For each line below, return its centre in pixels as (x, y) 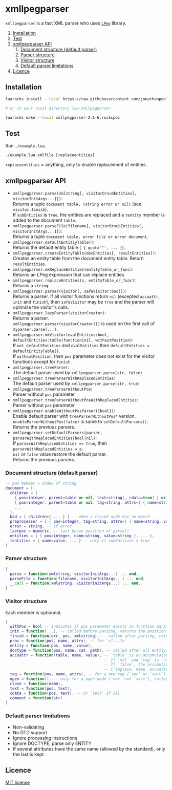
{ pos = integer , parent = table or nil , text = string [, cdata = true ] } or (90, 498)
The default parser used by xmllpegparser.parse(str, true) (76, 383)
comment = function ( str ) (36, 698)
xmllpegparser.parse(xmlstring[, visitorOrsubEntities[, (75, 194)
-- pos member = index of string (41, 484)
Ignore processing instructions (45, 738)
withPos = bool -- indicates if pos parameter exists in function (82, 627)
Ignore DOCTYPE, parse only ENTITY (52, 743)
